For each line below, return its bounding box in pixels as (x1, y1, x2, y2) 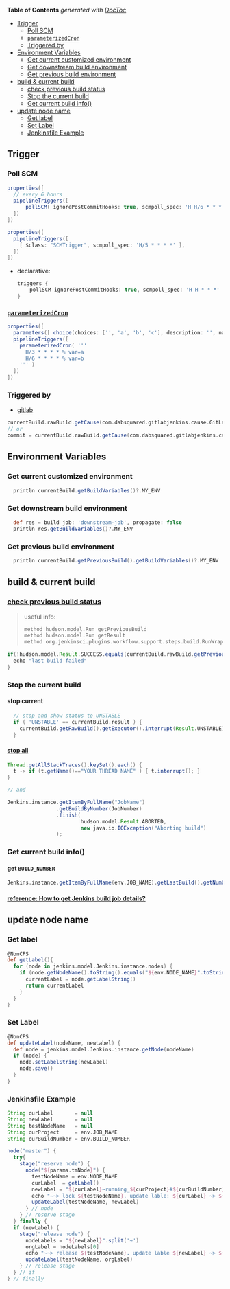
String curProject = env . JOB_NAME (7, 1129, 118, 1136)
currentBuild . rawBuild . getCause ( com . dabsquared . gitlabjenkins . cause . (7, 419, 210, 426)
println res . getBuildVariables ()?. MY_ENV (13, 525, 133, 532)
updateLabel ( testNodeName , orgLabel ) (25, 1256, 133, 1263)
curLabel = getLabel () (31, 1179, 99, 1187)
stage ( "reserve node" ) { (19, 1161, 90, 1167)
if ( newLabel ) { (13, 1224, 60, 1231)
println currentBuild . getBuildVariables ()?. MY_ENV (13, 487, 161, 494)
